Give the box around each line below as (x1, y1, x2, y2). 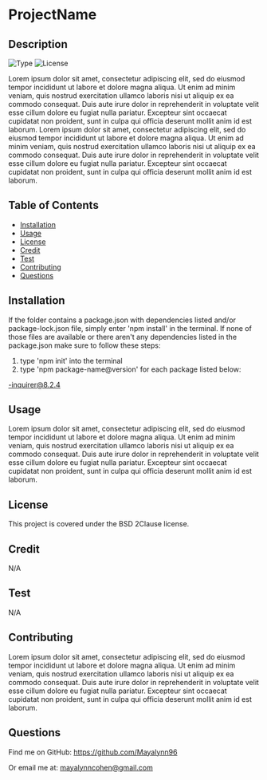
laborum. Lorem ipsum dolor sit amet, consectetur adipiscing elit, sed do (8, 125, 246, 134)
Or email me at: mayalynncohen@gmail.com (8, 762, 153, 772)
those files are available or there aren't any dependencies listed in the (8, 332, 238, 341)
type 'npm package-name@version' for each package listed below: (19, 364, 241, 374)
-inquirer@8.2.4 (8, 380, 61, 389)
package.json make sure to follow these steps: (8, 341, 161, 350)
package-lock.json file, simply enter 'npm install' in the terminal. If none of (8, 323, 253, 333)
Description (8, 37, 68, 51)
